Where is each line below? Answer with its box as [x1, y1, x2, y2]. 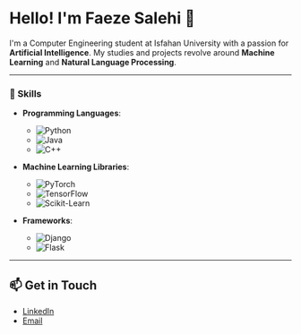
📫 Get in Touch [9, 278, 98, 293]
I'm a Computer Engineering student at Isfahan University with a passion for [9, 38, 289, 48]
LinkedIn [21, 306, 55, 317]
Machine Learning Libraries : [21, 161, 130, 173]
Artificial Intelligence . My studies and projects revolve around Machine [9, 47, 275, 57]
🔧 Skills [9, 87, 42, 99]
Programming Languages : [21, 107, 122, 119]
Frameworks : [21, 215, 73, 227]
